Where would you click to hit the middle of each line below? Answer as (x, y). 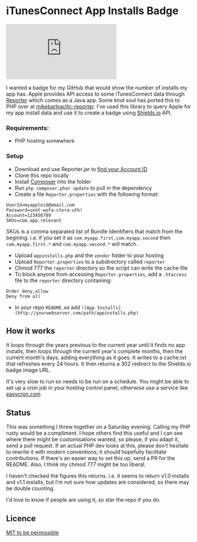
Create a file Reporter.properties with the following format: (87, 194)
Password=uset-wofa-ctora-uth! (44, 210)
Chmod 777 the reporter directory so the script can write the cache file (101, 268)
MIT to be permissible (33, 533)
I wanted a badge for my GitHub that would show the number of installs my (97, 87)
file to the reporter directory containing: (63, 280)
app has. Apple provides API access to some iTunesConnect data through (96, 94)
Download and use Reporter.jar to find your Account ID (81, 169)
